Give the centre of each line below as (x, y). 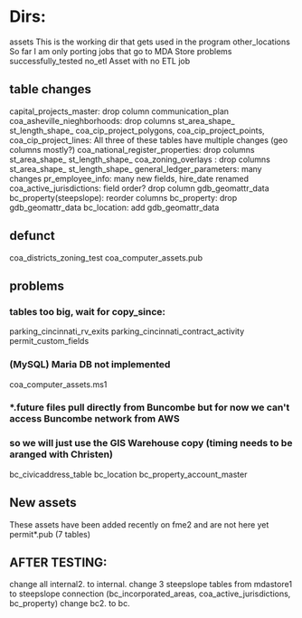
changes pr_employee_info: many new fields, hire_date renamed (129, 178)
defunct (33, 236)
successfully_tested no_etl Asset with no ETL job (100, 61)
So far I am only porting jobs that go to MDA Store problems (121, 51)
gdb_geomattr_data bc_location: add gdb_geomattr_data (114, 207)
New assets (43, 503)
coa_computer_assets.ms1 (58, 384)
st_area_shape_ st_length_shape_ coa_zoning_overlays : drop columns (140, 159)
